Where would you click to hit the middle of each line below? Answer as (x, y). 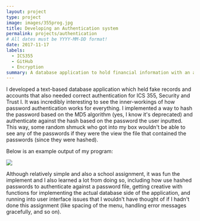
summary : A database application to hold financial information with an (98, 72)
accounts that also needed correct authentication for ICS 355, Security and (98, 96)
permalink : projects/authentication (51, 34)
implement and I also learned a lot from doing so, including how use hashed (99, 180)
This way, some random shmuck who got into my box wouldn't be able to (96, 127)
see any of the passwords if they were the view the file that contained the (96, 134)
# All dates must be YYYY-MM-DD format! (57, 39)
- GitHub (22, 61)
